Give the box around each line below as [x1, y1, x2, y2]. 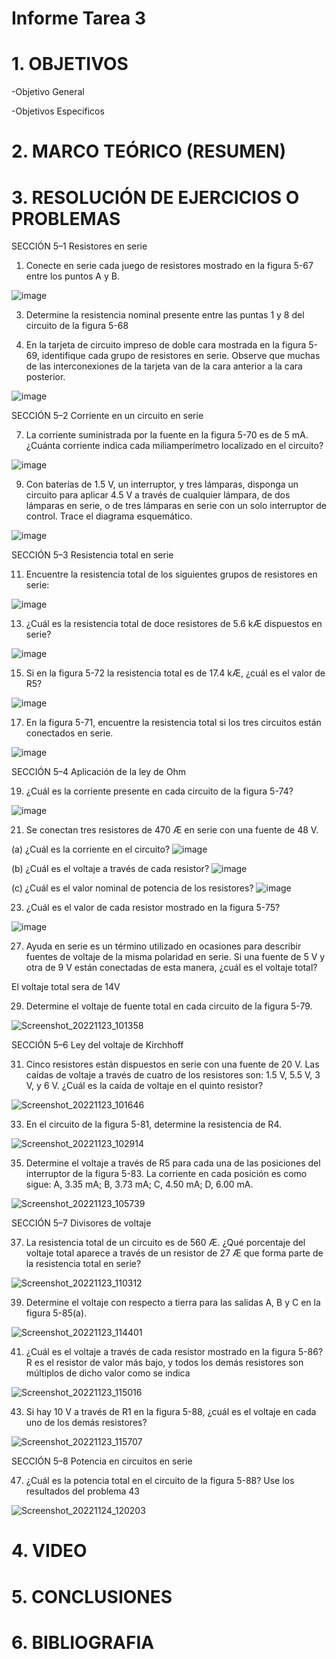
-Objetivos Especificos [11, 105, 105, 117]
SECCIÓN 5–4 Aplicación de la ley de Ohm [11, 766, 186, 778]
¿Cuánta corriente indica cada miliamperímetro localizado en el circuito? [25, 440, 324, 452]
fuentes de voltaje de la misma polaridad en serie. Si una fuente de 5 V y [25, 951, 326, 963]
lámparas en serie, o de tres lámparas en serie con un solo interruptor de [25, 500, 327, 512]
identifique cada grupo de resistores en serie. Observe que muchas [41, 350, 321, 362]
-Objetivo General [11, 86, 85, 98]
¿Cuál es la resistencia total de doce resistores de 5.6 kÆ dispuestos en [25, 618, 323, 630]
